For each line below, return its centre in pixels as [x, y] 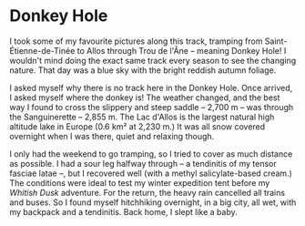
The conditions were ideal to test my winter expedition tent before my [140, 182]
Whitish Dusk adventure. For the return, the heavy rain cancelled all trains [147, 192]
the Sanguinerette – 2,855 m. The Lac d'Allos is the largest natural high [142, 117]
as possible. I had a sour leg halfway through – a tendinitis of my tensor [143, 163]
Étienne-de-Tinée [42, 50]
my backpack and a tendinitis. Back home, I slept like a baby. [124, 211]
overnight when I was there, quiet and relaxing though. [112, 136]
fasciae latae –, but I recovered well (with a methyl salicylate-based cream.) [151, 173]
